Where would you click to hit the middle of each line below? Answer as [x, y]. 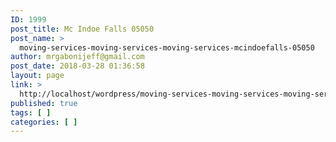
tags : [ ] [31, 112]
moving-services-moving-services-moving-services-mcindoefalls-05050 [167, 47]
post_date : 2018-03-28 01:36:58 [77, 66]
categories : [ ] [44, 122]
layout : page [37, 76]
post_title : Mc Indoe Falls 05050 [82, 29]
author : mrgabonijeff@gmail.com [77, 57]
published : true [44, 103]
